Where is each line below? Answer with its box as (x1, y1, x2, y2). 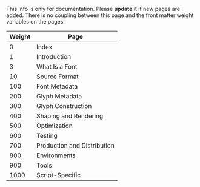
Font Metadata (36, 82, 78, 90)
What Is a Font (36, 63, 78, 70)
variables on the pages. (6, 18, 65, 25)
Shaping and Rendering (36, 112, 104, 120)
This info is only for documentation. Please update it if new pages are (6, 5, 181, 12)
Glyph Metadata (36, 92, 82, 100)
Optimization (36, 121, 73, 130)
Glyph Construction (36, 102, 92, 110)
